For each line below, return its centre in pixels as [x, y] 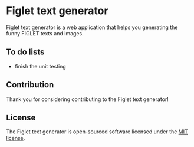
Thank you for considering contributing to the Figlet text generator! [88, 99]
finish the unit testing [40, 66]
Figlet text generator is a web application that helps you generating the [92, 27]
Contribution [30, 85]
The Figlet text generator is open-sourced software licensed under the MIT [97, 132]
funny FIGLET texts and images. [45, 33]
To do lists [25, 52]
